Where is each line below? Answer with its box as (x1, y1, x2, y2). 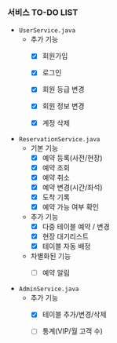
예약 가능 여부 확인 (42, 202, 100, 211)
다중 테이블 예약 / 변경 (42, 221, 111, 231)
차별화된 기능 (30, 251, 71, 261)
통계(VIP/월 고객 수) (42, 327, 104, 336)
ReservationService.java (18, 135, 101, 143)
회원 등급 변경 (42, 85, 85, 94)
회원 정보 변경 (42, 101, 85, 111)
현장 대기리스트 (42, 232, 90, 241)
